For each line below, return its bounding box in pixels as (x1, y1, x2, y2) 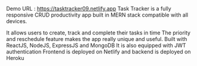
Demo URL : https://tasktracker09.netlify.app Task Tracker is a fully (6, 5, 171, 12)
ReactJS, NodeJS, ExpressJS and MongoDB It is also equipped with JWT (6, 42, 186, 49)
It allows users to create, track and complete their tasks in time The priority (6, 29, 191, 36)
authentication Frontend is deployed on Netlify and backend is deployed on (6, 48, 191, 55)
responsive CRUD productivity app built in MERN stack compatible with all (6, 11, 189, 18)
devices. (6, 18, 27, 24)
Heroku (6, 55, 24, 61)
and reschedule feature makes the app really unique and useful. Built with (6, 36, 187, 42)
